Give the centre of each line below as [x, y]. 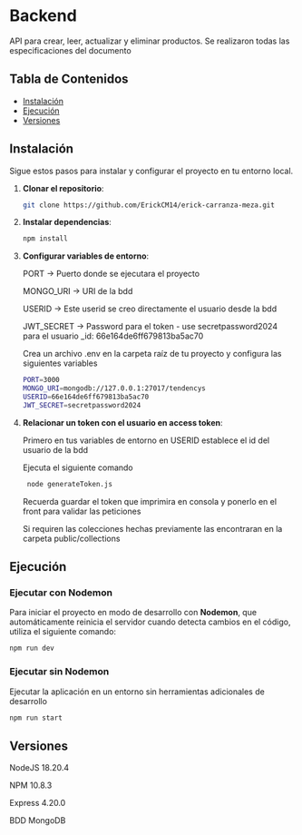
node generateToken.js [70, 484]
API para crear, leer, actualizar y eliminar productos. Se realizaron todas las [150, 41]
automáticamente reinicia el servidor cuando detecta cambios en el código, [150, 622]
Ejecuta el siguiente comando [78, 467]
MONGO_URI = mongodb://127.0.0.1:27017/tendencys [114, 388]
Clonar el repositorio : [63, 188]
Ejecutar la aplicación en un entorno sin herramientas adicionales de [137, 692]
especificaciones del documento [70, 50]
